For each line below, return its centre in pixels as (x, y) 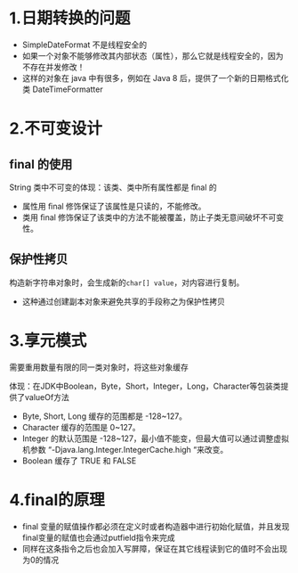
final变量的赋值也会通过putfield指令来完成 (98, 537)
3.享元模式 (48, 340)
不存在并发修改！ (53, 67)
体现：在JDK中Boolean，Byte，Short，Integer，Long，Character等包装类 (145, 386)
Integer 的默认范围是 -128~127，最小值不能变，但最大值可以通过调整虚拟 (156, 438)
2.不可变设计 (56, 129)
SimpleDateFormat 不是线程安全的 (85, 45)
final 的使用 (41, 164)
